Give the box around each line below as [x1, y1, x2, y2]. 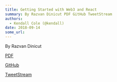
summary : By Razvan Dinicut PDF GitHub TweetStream [5, 12, 112, 17]
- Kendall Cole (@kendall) [9, 20, 64, 26]
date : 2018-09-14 [5, 25, 40, 30]
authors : [5, 16, 23, 21]
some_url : [5, 30, 25, 35]
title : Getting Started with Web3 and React [5, 7, 97, 12]
